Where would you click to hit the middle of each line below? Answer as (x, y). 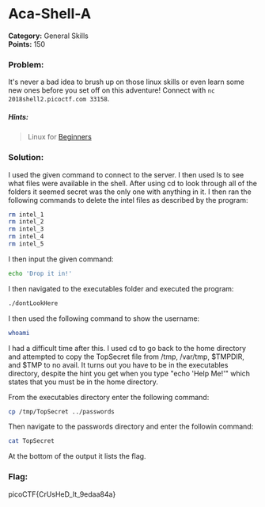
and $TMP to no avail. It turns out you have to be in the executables (118, 364)
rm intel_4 (26, 237)
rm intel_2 (26, 222)
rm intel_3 (26, 229)
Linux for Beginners (60, 137)
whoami (19, 333)
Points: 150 (27, 44)
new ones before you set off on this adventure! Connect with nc (112, 90)
